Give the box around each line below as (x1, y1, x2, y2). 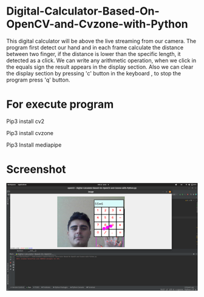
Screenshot (6, 162, 66, 176)
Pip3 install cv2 (6, 117, 44, 125)
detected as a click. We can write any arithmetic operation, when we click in (6, 57, 196, 64)
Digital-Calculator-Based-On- (6, 4, 160, 18)
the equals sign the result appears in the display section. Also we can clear (6, 63, 194, 71)
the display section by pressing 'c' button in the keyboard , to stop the (6, 69, 181, 77)
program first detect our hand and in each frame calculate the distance (6, 44, 184, 51)
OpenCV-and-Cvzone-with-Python (6, 17, 188, 31)
